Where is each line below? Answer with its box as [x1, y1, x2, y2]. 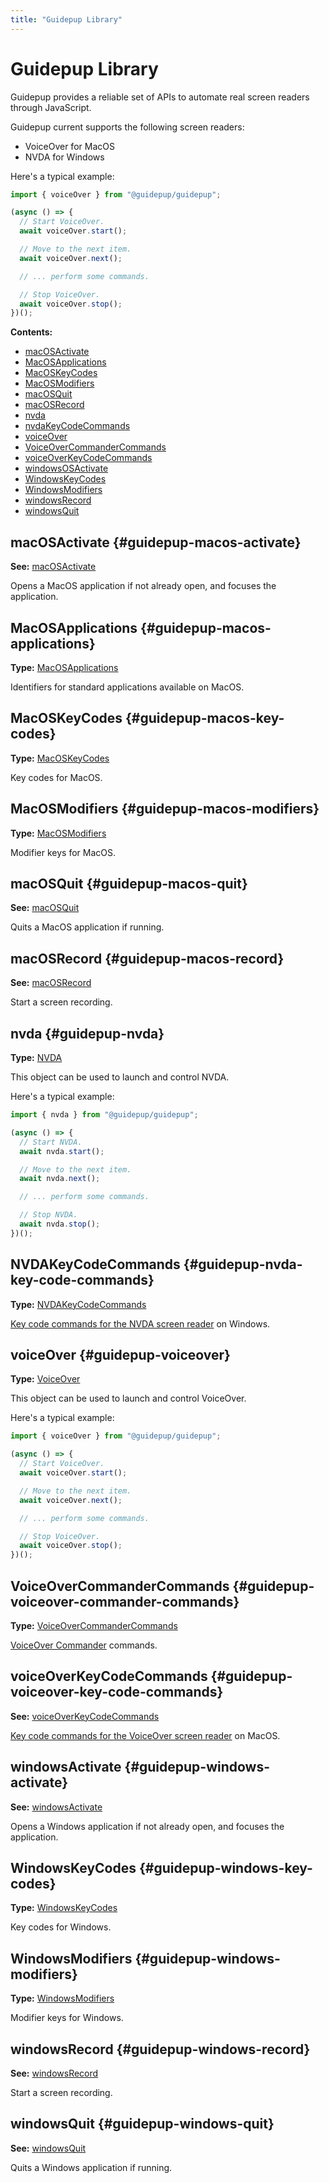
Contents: [10, 326, 53, 338]
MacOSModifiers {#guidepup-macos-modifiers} [10, 801, 320, 818]
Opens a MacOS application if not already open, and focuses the [10, 580, 277, 592]
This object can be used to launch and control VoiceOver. [10, 1392, 247, 1405]
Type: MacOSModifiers [10, 827, 107, 839]
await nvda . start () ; [19, 1146, 105, 1156]
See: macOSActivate [10, 561, 97, 573]
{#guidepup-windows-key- [138, 1859, 313, 1876]
